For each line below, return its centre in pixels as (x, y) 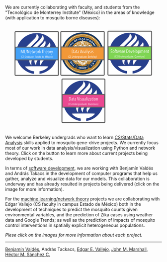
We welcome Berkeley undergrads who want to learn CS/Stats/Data (75, 137)
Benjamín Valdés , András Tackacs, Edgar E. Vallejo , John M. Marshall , (77, 249)
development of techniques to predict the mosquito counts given (71, 209)
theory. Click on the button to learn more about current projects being (77, 153)
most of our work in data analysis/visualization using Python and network (80, 148)
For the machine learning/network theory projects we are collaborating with (83, 199)
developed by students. (29, 158)
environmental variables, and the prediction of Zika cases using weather (79, 215)
